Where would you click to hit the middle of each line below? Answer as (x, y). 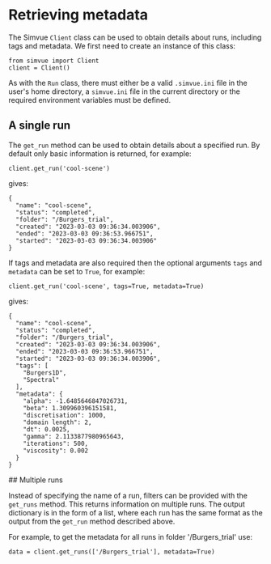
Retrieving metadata (78, 15)
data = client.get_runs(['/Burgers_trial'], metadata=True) (112, 552)
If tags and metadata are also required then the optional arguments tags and (135, 263)
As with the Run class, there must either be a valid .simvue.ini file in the (128, 83)
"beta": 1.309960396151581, (70, 408)
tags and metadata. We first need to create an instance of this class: (122, 45)
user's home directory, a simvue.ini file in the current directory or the (124, 91)
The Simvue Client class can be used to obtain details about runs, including (135, 37)
